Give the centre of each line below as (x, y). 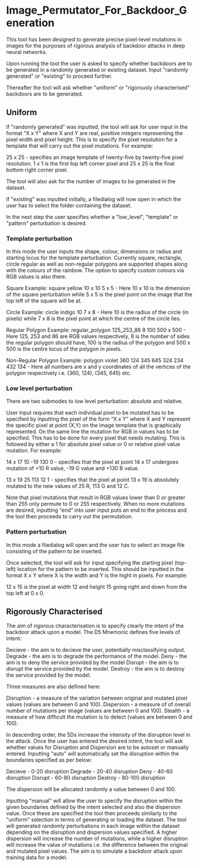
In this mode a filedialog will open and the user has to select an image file (95, 545)
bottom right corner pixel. (37, 170)
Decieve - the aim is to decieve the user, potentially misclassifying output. (96, 650)
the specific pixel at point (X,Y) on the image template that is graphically (94, 425)
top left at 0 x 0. (25, 593)
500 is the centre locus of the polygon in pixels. (64, 349)
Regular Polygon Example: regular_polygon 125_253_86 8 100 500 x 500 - (96, 330)
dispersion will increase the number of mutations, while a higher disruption (97, 839)
